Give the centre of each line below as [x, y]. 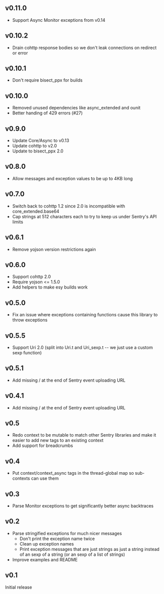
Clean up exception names [47, 544]
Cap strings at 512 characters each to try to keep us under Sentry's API [84, 216]
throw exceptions [30, 320]
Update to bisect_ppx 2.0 [38, 151]
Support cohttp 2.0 [31, 277]
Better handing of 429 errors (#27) [47, 113]
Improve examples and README [45, 559]
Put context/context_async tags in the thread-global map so [73, 473]
